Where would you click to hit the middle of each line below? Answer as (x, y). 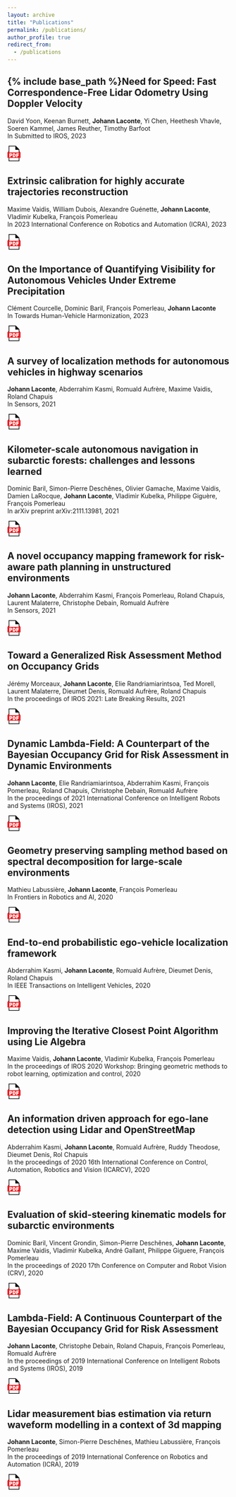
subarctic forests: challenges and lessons (101, 460)
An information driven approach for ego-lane (108, 1119)
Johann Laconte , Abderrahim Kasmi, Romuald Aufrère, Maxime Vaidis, (110, 389)
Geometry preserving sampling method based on (118, 851)
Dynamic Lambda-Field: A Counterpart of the (108, 744)
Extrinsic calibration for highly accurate (96, 181)
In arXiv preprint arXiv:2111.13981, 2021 (63, 511)
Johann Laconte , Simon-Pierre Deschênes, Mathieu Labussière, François (114, 1442)
